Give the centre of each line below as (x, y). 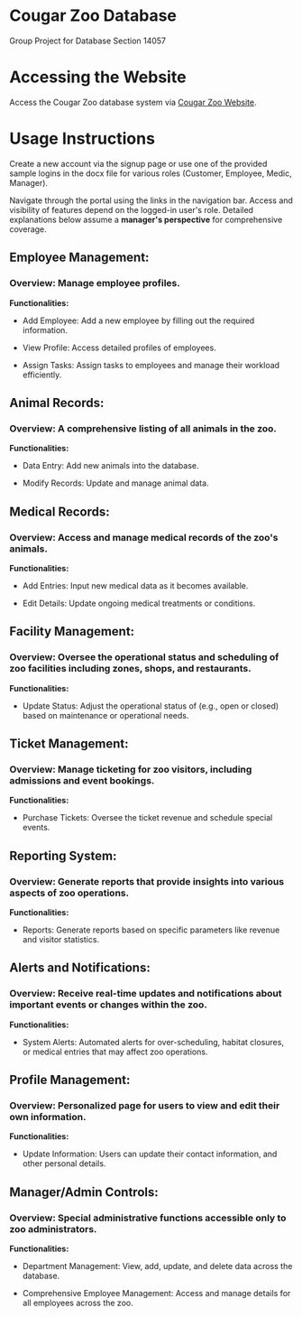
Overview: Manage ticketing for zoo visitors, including (131, 769)
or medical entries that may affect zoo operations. (115, 1052)
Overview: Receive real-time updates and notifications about (146, 994)
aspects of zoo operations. (69, 893)
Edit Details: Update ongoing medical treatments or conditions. (139, 603)
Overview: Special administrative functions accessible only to (148, 1218)
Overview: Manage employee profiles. (95, 283)
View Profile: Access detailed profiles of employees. (119, 348)
